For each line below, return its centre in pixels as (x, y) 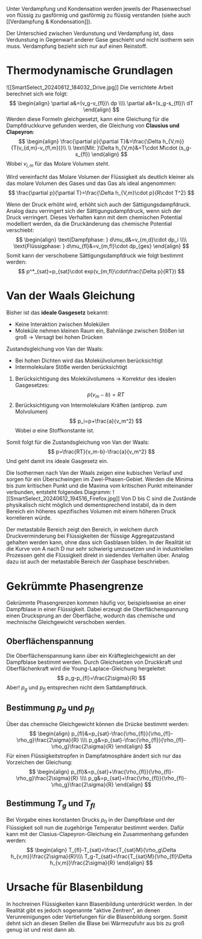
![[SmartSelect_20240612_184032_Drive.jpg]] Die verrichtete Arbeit (90, 87)
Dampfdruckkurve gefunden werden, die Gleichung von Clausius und (93, 125)
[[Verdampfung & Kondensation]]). (49, 21)
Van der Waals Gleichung (71, 295)
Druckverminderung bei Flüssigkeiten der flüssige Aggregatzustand (90, 536)
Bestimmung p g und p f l (50, 709)
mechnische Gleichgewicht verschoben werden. (66, 622)
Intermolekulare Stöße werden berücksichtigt (71, 367)
